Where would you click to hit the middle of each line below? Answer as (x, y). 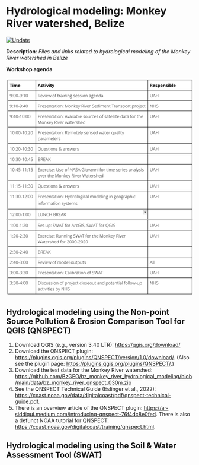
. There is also (173, 415)
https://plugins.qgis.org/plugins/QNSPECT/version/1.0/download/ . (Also (102, 358)
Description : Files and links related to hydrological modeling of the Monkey (98, 51)
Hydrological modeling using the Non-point (88, 312)
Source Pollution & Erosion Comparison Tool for (96, 321)
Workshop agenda (29, 69)
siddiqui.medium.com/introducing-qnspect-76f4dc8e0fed (85, 415)
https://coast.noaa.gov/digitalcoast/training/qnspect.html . (85, 427)
